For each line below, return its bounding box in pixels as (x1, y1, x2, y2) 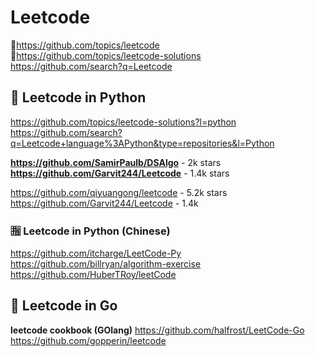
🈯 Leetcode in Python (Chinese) (10, 224, 171, 238)
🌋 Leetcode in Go (10, 297, 118, 315)
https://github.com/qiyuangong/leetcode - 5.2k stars (10, 186, 228, 198)
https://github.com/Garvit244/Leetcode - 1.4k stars (10, 167, 230, 179)
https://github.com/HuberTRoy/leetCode (10, 269, 177, 281)
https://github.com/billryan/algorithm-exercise (10, 258, 202, 270)
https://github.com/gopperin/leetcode (10, 334, 167, 346)
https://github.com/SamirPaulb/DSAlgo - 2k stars (10, 156, 222, 168)
